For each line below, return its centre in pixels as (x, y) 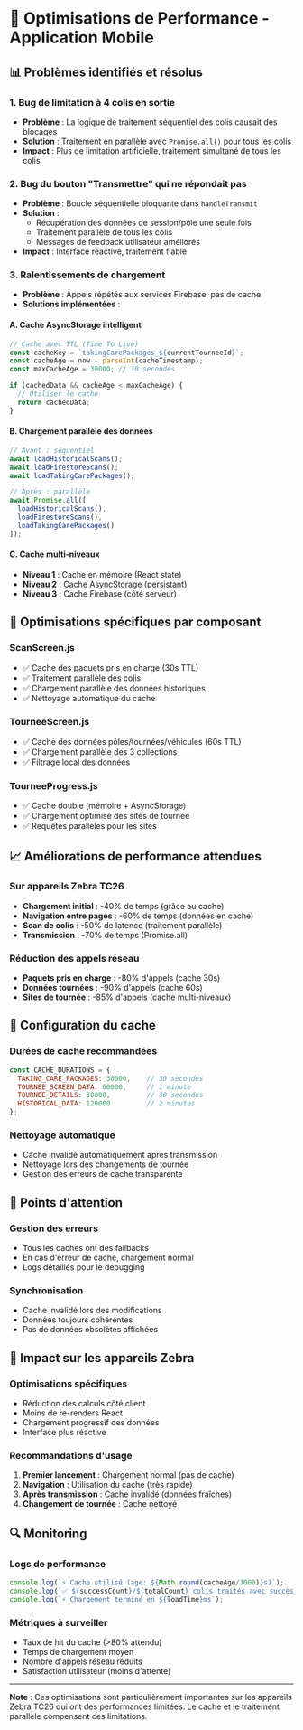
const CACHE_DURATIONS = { (60, 1070)
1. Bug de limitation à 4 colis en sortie (92, 102)
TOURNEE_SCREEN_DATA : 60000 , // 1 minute (105, 1087)
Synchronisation (46, 1290)
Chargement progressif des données (91, 1422)
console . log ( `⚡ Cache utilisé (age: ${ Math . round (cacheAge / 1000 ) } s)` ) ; (147, 1582)
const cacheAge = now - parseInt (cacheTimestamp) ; (106, 361)
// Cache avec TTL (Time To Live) (74, 344)
